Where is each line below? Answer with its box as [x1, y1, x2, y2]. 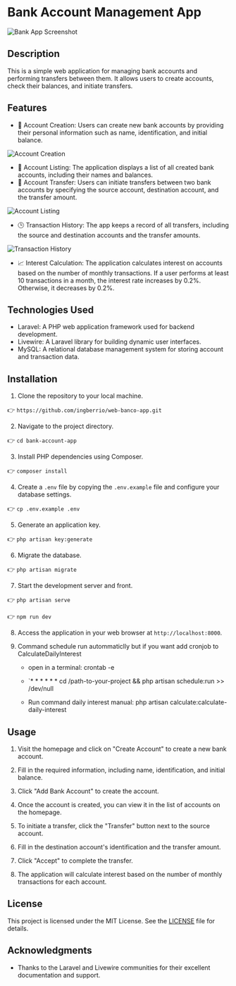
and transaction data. [17, 353, 80, 361]
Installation [7, 373, 58, 385]
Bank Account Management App [7, 4, 202, 20]
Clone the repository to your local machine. [17, 392, 143, 400]
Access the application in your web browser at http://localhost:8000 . [17, 628, 223, 637]
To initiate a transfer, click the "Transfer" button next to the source [17, 822, 210, 830]
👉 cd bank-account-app [7, 436, 77, 444]
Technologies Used [7, 304, 94, 316]
